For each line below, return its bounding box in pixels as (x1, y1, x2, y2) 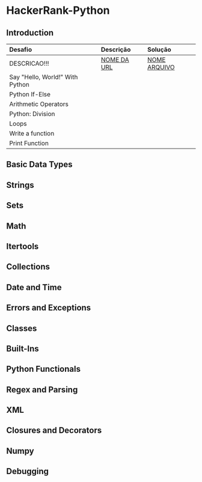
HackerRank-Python (6, 4, 110, 17)
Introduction (6, 28, 54, 38)
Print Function (9, 139, 49, 147)
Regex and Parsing (6, 385, 78, 395)
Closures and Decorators (6, 425, 102, 436)
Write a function (9, 129, 55, 137)
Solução (147, 46, 171, 54)
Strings (6, 180, 34, 190)
